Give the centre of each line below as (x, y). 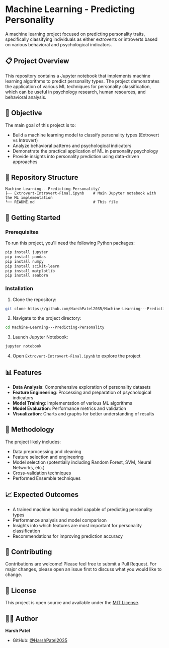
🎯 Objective (24, 113)
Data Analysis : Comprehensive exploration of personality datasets (81, 387)
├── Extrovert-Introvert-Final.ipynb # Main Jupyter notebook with (81, 193)
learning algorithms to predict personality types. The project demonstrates (82, 81)
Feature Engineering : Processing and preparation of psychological (82, 392)
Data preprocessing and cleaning (47, 451)
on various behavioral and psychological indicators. (59, 44)
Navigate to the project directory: (47, 318)
